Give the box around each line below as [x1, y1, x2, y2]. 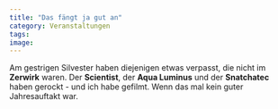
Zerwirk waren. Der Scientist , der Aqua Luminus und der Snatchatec [9, 72, 270, 83]
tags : [9, 29, 30, 38]
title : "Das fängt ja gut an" [9, 13, 123, 22]
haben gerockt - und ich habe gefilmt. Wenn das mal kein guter [9, 81, 244, 92]
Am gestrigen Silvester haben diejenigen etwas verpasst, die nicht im [9, 63, 266, 73]
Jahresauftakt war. [9, 91, 79, 102]
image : [9, 38, 34, 47]
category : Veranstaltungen [9, 21, 111, 30]
